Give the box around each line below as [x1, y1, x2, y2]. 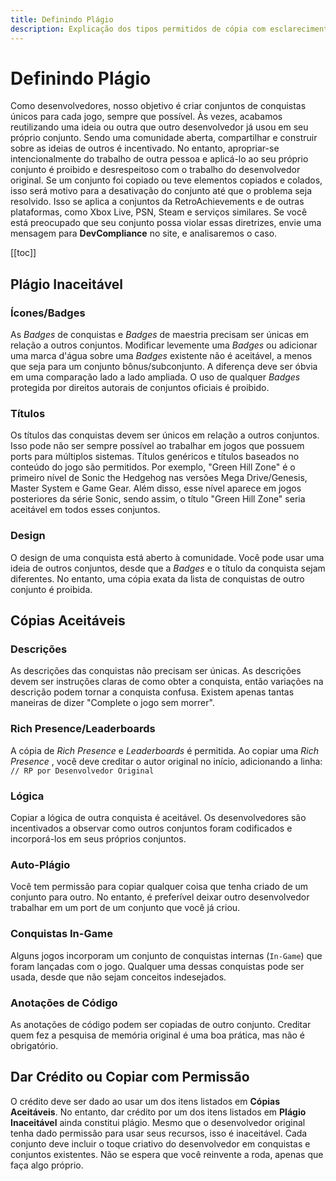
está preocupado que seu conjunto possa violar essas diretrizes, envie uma [10, 217, 322, 229]
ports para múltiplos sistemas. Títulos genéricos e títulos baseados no [10, 451, 300, 463]
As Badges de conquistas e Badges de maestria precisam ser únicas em [10, 329, 310, 341]
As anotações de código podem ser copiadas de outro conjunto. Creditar [10, 1018, 312, 1030]
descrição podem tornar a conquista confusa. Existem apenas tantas [10, 686, 295, 698]
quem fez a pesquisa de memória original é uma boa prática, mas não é [10, 1029, 306, 1041]
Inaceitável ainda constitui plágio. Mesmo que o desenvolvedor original [10, 1116, 306, 1128]
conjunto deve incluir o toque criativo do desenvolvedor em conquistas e [10, 1137, 311, 1150]
